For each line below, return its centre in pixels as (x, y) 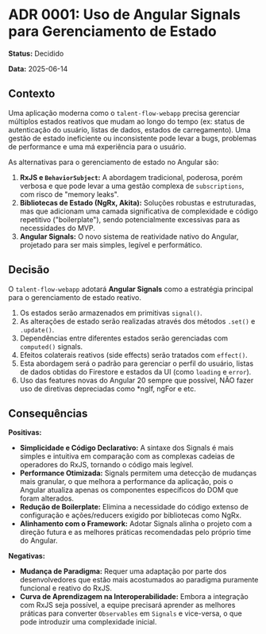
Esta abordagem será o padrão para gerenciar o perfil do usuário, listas (137, 363)
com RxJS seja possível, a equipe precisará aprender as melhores (127, 605)
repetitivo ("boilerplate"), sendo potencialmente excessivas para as (130, 219)
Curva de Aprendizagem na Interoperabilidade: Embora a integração (134, 597)
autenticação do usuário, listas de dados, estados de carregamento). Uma (129, 129)
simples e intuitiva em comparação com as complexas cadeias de (127, 456)
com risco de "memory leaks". (69, 194)
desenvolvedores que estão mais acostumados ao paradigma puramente (139, 580)
